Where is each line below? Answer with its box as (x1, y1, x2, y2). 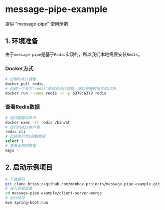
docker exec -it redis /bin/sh (5, 120, 71, 125)
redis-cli (5, 129, 26, 134)
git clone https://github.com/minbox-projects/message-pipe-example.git (5, 181, 160, 186)
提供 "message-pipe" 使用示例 (5, 21, 68, 27)
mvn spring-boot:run (5, 200, 49, 205)
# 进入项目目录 (5, 186, 33, 191)
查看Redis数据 (5, 103, 40, 111)
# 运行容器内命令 (5, 115, 36, 120)
